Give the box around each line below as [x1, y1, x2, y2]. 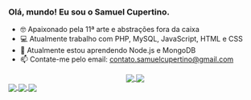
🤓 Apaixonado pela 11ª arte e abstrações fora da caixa [19, 25, 200, 34]
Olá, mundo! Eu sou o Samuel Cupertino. [8, 6, 171, 18]
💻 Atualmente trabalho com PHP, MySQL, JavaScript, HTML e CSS [19, 34, 244, 44]
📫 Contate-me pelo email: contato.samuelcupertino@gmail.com [19, 54, 234, 64]
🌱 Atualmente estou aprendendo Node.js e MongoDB [19, 46, 196, 55]
